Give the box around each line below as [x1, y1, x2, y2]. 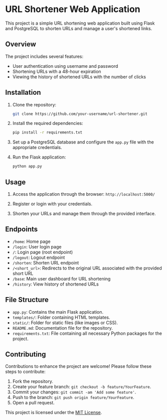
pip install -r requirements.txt [12, 130, 83, 135]
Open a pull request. [12, 400, 55, 406]
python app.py [12, 164, 42, 169]
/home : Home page [12, 238, 51, 244]
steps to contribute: [5, 369, 46, 375]
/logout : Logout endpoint [12, 254, 65, 260]
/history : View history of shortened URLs [12, 281, 99, 287]
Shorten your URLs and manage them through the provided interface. [12, 211, 156, 216]
